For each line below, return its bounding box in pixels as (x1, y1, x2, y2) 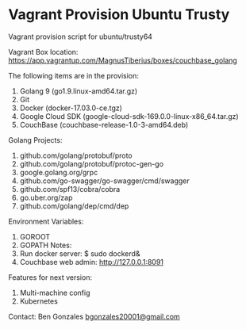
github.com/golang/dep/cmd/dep (19, 201, 129, 211)
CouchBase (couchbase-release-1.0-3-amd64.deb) (19, 120, 189, 129)
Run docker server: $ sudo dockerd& (19, 248, 140, 258)
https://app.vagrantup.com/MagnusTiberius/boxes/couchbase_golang (8, 55, 238, 65)
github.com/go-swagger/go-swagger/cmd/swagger (19, 176, 190, 186)
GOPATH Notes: (19, 240, 72, 250)
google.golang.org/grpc (19, 167, 98, 177)
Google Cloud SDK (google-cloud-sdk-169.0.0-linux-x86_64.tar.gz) (19, 111, 240, 121)
